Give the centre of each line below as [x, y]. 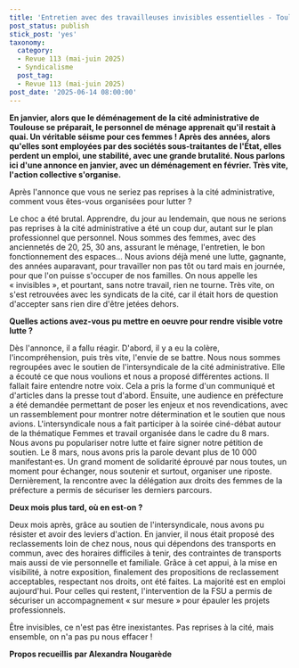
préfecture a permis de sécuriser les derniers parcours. [111, 490]
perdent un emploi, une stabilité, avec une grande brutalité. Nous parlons [147, 155]
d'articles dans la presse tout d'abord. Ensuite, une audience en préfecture [146, 395]
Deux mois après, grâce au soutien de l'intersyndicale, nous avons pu [137, 524]
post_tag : [35, 76]
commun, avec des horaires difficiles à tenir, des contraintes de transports [145, 553]
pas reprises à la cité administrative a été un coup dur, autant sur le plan [141, 227]
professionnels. [38, 610]
